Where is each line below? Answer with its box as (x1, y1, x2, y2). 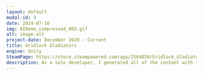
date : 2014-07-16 (6, 20, 50, 26)
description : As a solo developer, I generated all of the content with (6, 59, 193, 65)
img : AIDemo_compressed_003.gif (6, 25, 88, 32)
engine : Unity (6, 48, 42, 54)
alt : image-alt (6, 31, 45, 37)
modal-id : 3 (6, 15, 36, 21)
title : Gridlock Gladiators (6, 43, 77, 49)
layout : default (6, 8, 47, 15)
